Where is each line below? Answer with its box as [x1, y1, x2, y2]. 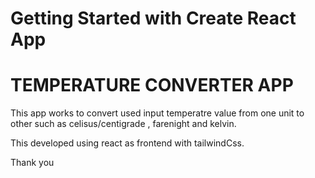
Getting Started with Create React [10, 7, 297, 30]
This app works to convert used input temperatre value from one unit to [10, 107, 305, 119]
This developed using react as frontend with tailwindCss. [10, 137, 245, 149]
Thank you [10, 157, 55, 169]
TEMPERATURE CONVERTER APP [10, 74, 294, 97]
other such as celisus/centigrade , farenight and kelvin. [10, 118, 237, 130]
